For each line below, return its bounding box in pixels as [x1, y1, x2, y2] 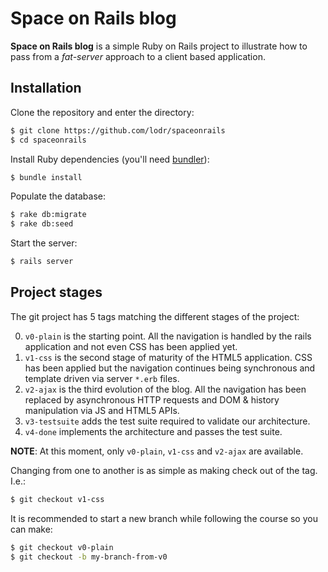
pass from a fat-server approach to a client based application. [10, 50, 266, 62]
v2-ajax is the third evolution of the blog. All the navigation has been [24, 383, 307, 395]
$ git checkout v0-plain [10, 542, 114, 552]
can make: [10, 523, 53, 535]
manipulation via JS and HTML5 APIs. [24, 404, 180, 416]
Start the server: [10, 237, 78, 249]
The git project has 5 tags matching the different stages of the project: [10, 310, 300, 322]
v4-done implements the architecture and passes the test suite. [24, 425, 283, 437]
